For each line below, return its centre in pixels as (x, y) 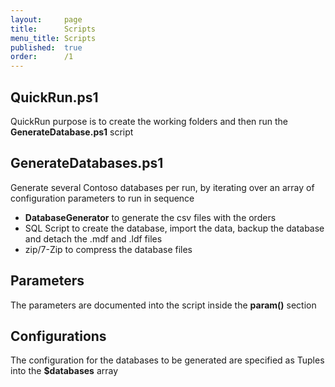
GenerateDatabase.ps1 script (72, 132)
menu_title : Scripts (53, 38)
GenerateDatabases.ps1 (87, 163)
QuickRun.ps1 (54, 97)
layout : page (46, 19)
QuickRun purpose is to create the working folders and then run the (149, 121)
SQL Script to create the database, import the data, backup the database (174, 228)
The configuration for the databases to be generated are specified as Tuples (167, 360)
